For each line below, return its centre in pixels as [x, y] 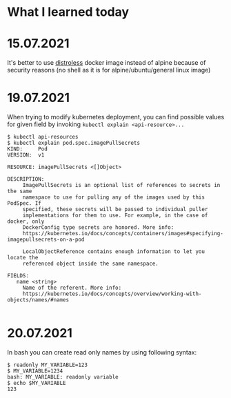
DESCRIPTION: [26, 179]
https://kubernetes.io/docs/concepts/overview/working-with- [112, 294]
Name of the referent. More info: [72, 288]
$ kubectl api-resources [43, 137]
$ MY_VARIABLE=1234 [35, 371]
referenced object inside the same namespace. [90, 264]
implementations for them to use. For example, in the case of [115, 216]
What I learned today [68, 12]
